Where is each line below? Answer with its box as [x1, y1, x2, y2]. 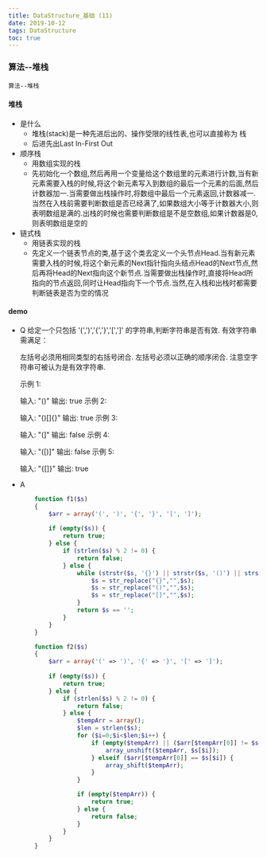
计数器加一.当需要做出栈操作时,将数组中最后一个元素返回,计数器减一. [31, 188, 256, 198]
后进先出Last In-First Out [31, 139, 114, 148]
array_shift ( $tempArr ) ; [105, 761, 184, 769]
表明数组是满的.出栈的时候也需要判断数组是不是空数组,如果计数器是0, [31, 208, 258, 217]
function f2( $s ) [34, 643, 88, 651]
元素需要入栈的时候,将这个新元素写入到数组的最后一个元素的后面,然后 [31, 178, 259, 188]
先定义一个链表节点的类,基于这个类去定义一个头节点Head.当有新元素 [31, 248, 256, 257]
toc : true [8, 33, 41, 42]
